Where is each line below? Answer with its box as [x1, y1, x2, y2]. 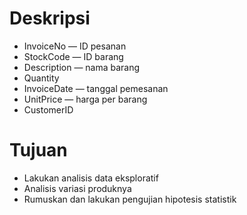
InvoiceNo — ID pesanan [23, 40, 127, 52]
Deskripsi [9, 7, 91, 30]
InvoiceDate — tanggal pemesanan [23, 82, 169, 94]
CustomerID [23, 103, 74, 116]
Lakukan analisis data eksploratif [23, 172, 159, 184]
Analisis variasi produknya [23, 182, 132, 194]
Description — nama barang [23, 61, 141, 73]
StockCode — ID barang [23, 50, 124, 62]
